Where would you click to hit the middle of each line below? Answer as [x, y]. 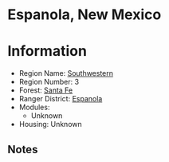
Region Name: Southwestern [66, 73]
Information [47, 51]
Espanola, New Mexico [84, 15]
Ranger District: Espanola [61, 99]
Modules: [34, 107]
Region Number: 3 [49, 82]
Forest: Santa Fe [46, 90]
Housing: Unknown [50, 124]
